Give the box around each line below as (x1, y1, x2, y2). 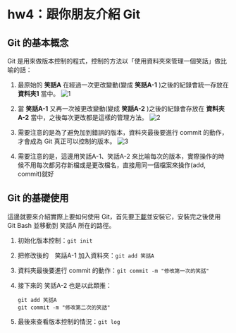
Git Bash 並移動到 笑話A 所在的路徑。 (7, 221, 116, 229)
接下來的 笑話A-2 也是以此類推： (17, 281, 113, 289)
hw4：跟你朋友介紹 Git (7, 6, 141, 23)
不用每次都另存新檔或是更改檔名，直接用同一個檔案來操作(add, (23, 161, 206, 169)
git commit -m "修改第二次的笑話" (17, 304, 111, 311)
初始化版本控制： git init (17, 236, 93, 244)
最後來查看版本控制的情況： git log (17, 317, 120, 325)
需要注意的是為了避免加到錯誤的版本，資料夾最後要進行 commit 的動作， (17, 128, 228, 136)
